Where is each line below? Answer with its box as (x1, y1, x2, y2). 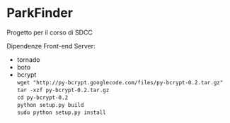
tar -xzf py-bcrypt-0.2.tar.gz (16, 86, 110, 93)
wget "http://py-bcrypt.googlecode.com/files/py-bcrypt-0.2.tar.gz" (16, 79, 224, 86)
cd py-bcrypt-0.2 (16, 93, 69, 101)
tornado (16, 55, 40, 64)
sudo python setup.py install (16, 109, 107, 116)
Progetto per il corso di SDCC (6, 28, 93, 37)
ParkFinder (6, 5, 74, 21)
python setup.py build (16, 101, 84, 108)
